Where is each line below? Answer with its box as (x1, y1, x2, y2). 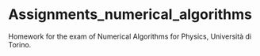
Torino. (8, 39, 32, 49)
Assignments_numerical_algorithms (8, 6, 252, 24)
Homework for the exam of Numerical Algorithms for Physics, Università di (8, 32, 252, 41)
